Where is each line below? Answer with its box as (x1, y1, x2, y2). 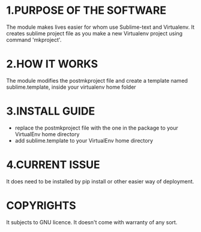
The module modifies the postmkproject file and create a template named (6, 77, 188, 84)
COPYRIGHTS (6, 198, 76, 212)
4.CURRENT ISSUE (6, 158, 100, 171)
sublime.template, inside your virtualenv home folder (6, 83, 136, 91)
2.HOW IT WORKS (6, 58, 98, 71)
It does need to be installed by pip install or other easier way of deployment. (6, 177, 194, 185)
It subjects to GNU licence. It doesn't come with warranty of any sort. (6, 218, 178, 225)
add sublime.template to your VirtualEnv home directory (14, 137, 154, 144)
